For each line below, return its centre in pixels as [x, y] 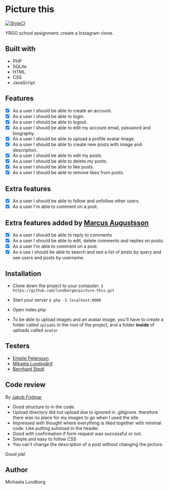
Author [16, 470]
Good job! [16, 454]
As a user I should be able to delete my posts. [60, 161]
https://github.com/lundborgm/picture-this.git [63, 291]
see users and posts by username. [48, 258]
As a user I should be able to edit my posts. [57, 155]
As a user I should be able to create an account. [62, 111]
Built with [20, 49]
